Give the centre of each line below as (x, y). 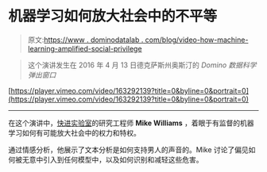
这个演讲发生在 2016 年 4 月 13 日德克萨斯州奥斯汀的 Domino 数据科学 (142, 65)
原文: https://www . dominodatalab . (85, 40)
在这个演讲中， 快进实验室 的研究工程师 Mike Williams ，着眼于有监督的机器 (131, 123)
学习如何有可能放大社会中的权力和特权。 (74, 132)
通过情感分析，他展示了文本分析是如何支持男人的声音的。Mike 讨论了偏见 (128, 149)
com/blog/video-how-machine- (197, 40)
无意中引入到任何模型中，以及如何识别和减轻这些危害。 (112, 159)
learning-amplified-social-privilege (85, 48)
